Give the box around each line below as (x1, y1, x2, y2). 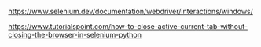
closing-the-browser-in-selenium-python (8, 31, 142, 39)
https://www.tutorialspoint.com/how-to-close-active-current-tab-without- (8, 22, 248, 31)
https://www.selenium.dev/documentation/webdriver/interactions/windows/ (8, 7, 254, 16)
